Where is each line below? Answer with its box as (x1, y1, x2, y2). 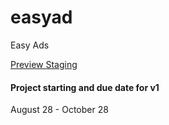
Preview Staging (10, 58, 78, 70)
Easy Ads (10, 39, 50, 51)
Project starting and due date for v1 (10, 81, 160, 93)
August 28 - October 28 (10, 104, 109, 116)
